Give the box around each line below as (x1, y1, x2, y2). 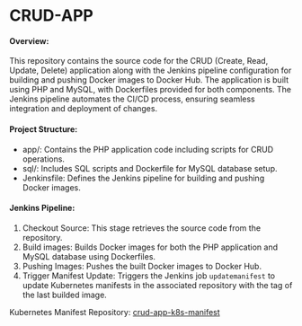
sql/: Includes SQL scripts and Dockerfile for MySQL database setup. (22, 163, 278, 173)
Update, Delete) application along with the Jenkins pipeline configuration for (9, 65, 292, 76)
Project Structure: (9, 123, 78, 135)
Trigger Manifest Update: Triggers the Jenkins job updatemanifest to (22, 270, 276, 281)
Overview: (9, 35, 49, 46)
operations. (22, 154, 66, 164)
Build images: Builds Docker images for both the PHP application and (22, 242, 279, 252)
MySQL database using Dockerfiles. (22, 251, 155, 261)
